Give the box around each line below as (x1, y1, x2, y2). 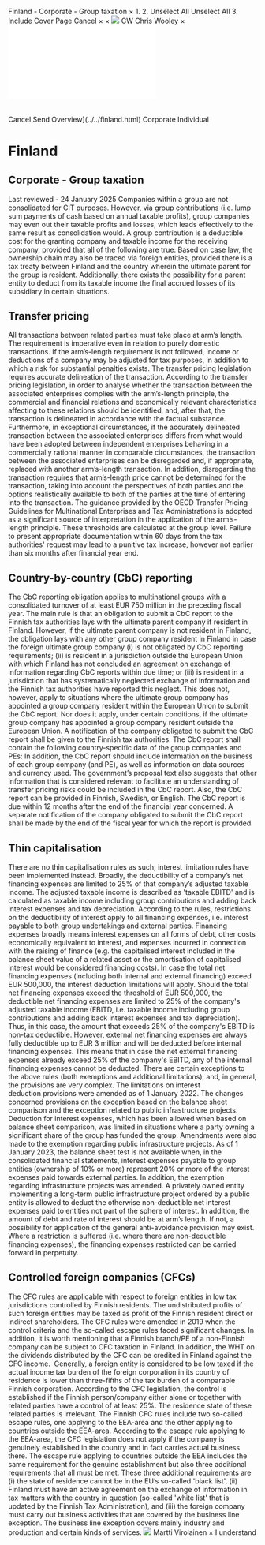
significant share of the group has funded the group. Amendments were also (8, 1131, 257, 1140)
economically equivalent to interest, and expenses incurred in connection (8, 938, 247, 948)
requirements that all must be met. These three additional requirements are (8, 1468, 252, 1477)
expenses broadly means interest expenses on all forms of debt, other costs (8, 930, 256, 939)
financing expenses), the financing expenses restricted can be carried (8, 1240, 237, 1249)
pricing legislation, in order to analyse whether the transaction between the (8, 380, 252, 390)
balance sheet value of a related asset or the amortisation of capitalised (8, 955, 241, 964)
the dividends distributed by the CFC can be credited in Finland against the (8, 1350, 252, 1360)
